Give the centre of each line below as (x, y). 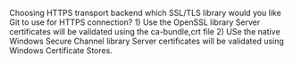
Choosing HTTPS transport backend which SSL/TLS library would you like (145, 13)
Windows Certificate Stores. (61, 51)
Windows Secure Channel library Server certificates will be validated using (146, 41)
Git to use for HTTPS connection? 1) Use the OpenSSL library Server (135, 22)
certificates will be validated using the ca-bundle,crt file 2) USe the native (145, 31)
